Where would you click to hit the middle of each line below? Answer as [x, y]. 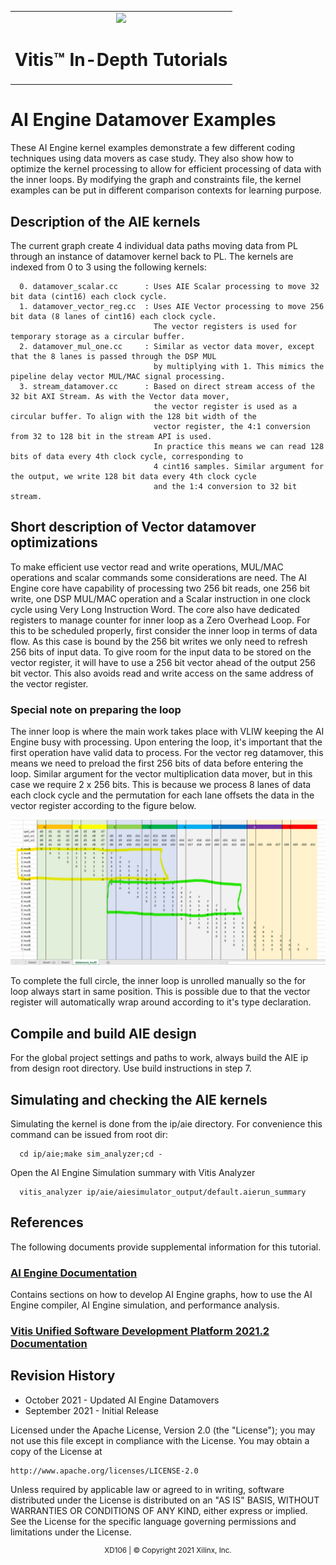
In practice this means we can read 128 [239, 446]
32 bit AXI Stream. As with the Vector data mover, [120, 396]
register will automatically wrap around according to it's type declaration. [161, 1002]
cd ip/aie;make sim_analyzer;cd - [91, 1154]
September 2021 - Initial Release [91, 1410]
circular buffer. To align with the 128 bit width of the [133, 416]
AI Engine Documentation [74, 1273]
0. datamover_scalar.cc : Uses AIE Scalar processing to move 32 [169, 286]
